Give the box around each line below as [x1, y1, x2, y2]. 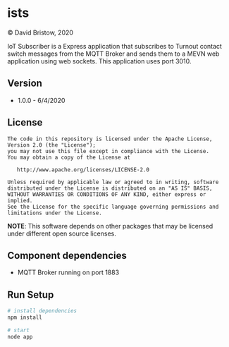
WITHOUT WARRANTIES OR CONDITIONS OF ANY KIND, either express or [7, 190, 206, 198]
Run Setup [7, 288, 54, 300]
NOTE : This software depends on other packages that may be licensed [7, 221, 213, 230]
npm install [7, 314, 42, 322]
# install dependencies [7, 308, 78, 315]
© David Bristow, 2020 [7, 28, 74, 37]
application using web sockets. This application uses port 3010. [7, 56, 192, 65]
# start [7, 327, 30, 334]
